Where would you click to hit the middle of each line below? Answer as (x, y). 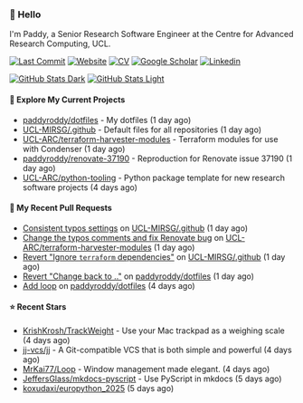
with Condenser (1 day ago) (74, 149)
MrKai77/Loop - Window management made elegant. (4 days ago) (146, 369)
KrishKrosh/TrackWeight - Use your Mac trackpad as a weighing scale (153, 331)
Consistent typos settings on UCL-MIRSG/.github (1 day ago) (135, 228)
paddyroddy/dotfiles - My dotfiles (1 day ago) (107, 120)
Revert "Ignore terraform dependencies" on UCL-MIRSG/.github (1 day (154, 256)
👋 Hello (25, 14)
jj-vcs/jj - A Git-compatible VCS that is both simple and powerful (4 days (157, 350)
